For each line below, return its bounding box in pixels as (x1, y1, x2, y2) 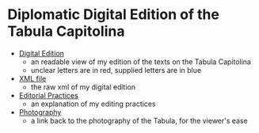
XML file (18, 74, 47, 83)
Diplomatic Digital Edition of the (7, 6, 219, 24)
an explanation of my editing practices (30, 99, 156, 108)
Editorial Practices (18, 90, 78, 100)
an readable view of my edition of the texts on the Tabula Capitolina (30, 57, 251, 66)
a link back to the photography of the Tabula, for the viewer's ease (30, 116, 249, 125)
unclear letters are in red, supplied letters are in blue (30, 65, 202, 74)
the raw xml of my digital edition (30, 82, 136, 92)
